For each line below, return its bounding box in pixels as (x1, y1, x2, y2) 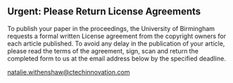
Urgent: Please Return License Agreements (7, 6, 201, 18)
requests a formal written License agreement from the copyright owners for (7, 32, 227, 40)
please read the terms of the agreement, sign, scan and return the (7, 46, 199, 55)
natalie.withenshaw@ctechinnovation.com (7, 68, 130, 76)
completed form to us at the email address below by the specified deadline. (7, 54, 227, 63)
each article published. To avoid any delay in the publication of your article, (7, 39, 225, 48)
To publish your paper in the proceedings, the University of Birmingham (7, 24, 215, 32)
